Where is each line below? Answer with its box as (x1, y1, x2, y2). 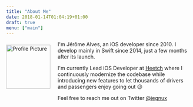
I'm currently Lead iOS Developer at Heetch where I (58, 65, 182, 72)
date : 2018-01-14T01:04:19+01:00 (6, 14, 88, 20)
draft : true (6, 19, 35, 25)
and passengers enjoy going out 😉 (58, 83, 143, 91)
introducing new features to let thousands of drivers (58, 77, 184, 84)
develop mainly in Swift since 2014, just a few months (58, 47, 187, 54)
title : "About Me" (6, 8, 51, 15)
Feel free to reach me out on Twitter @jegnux (58, 95, 168, 102)
